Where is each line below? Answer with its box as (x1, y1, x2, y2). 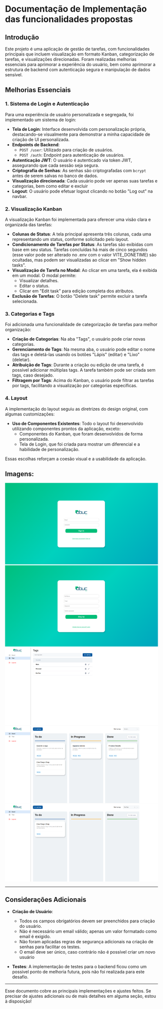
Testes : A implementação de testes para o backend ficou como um (12, 963, 147, 969)
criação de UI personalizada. (12, 136, 70, 142)
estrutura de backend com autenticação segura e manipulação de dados (5, 67, 150, 72)
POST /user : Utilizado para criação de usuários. (19, 147, 114, 153)
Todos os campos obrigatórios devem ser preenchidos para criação (19, 918, 155, 924)
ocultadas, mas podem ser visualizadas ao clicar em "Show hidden (12, 257, 147, 263)
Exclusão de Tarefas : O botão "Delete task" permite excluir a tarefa (12, 293, 147, 299)
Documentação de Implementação (5, 3, 147, 15)
